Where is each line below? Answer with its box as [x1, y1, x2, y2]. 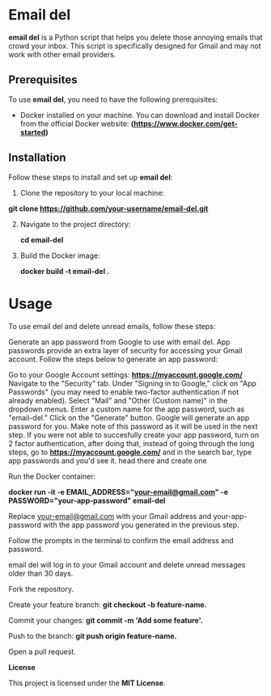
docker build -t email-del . [19, 266, 110, 276]
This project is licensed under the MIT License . [8, 677, 166, 688]
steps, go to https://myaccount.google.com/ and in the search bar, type [8, 447, 252, 457]
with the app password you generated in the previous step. [43, 520, 240, 529]
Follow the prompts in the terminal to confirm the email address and [8, 535, 235, 545]
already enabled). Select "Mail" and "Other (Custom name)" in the [8, 395, 228, 405]
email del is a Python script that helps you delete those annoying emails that [8, 32, 263, 42]
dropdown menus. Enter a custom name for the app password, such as [8, 404, 245, 414]
